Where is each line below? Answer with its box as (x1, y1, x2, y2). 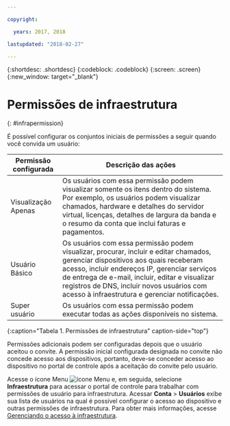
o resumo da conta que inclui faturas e (62, 219, 186, 228)
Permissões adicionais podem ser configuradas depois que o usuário (7, 340, 203, 349)
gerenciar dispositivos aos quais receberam (62, 256, 203, 265)
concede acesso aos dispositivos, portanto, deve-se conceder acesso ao (7, 355, 214, 363)
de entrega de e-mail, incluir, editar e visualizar (62, 273, 215, 282)
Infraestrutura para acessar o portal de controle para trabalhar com (7, 382, 199, 390)
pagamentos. (62, 227, 105, 237)
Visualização (10, 198, 52, 207)
